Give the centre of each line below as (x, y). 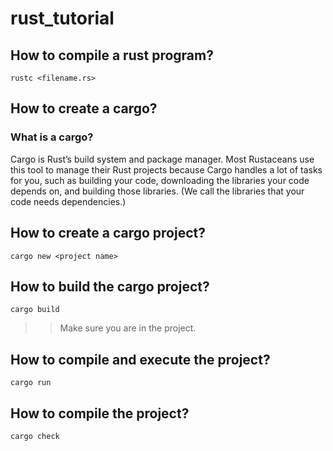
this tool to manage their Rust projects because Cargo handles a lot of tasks (166, 169)
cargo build (35, 310)
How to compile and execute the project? (140, 359)
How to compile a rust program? (112, 55)
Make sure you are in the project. (128, 328)
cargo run (31, 383)
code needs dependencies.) (68, 201)
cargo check (35, 436)
